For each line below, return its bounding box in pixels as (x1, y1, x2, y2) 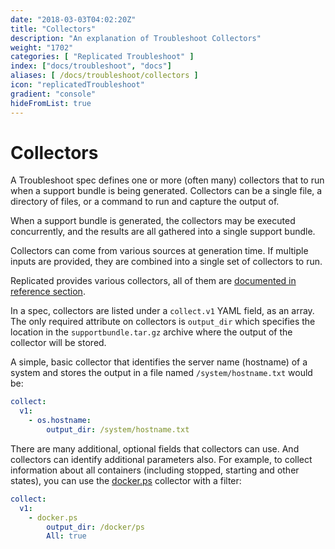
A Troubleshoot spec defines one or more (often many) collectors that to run (10, 174, 325, 186)
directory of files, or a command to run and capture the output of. (10, 196, 280, 208)
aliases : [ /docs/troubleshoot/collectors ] (10, 71, 199, 81)
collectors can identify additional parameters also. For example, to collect (10, 453, 313, 465)
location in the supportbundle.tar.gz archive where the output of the (10, 326, 293, 338)
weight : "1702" (10, 42, 74, 53)
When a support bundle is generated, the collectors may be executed (10, 215, 296, 227)
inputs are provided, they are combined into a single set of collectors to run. (10, 256, 323, 268)
